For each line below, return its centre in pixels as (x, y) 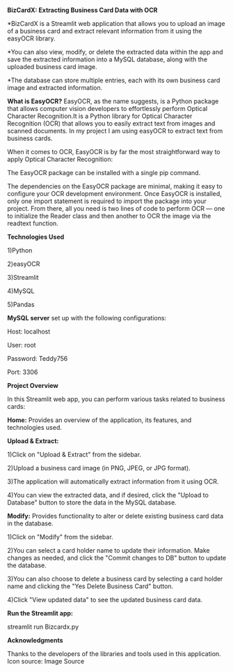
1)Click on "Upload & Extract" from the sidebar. (74, 454)
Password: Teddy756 (38, 358)
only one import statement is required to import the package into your (107, 201)
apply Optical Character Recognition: (60, 159)
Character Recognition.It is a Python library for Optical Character (100, 116)
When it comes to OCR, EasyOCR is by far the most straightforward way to (114, 152)
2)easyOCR (24, 264)
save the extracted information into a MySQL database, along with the (107, 59)
